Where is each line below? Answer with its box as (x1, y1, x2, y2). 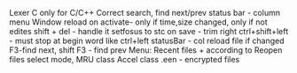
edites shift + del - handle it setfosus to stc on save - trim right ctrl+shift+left (9, 26, 289, 36)
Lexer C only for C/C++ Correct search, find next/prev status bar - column (9, 8, 281, 18)
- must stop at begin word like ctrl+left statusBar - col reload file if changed (9, 35, 285, 46)
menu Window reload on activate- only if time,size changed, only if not (9, 17, 268, 27)
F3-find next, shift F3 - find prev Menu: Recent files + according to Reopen (9, 45, 283, 55)
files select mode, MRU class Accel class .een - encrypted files (9, 55, 240, 64)
